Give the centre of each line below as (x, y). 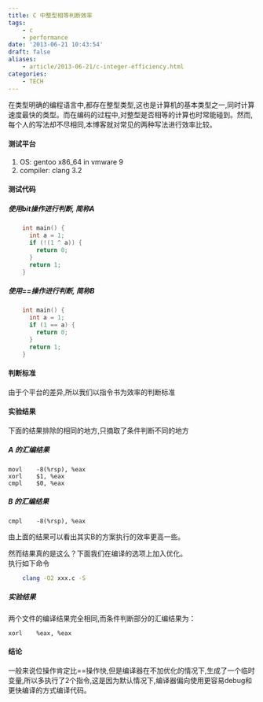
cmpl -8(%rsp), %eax (47, 521)
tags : (17, 23)
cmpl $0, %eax (37, 483)
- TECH (33, 81)
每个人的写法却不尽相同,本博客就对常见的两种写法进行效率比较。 (113, 124)
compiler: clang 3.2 (51, 170)
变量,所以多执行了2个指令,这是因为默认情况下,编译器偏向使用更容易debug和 (130, 680)
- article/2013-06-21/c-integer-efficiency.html (103, 67)
